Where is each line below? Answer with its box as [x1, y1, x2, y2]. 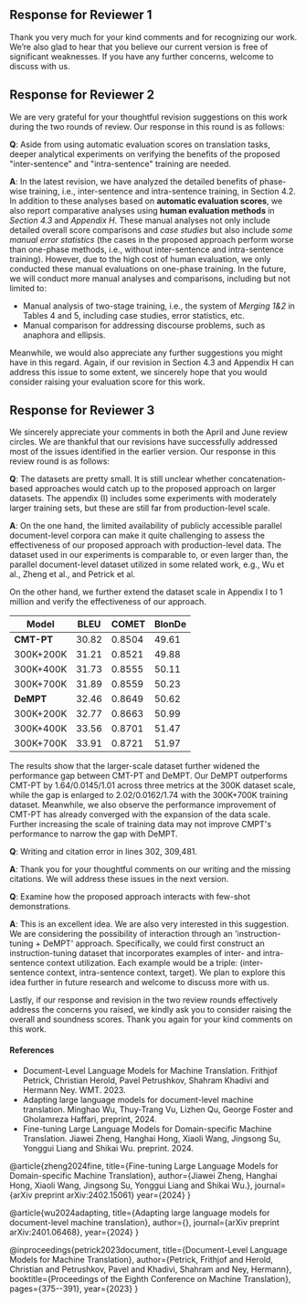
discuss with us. [9, 60, 70, 71]
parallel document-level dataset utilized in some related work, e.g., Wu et [9, 559, 285, 570]
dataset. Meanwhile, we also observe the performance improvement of [9, 799, 277, 811]
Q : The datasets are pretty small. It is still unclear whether [9, 474, 227, 485]
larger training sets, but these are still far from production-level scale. [9, 502, 271, 514]
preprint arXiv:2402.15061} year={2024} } [34, 1189, 192, 1200]
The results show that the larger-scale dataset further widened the [9, 761, 260, 772]
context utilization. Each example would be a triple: [46, 958, 238, 969]
